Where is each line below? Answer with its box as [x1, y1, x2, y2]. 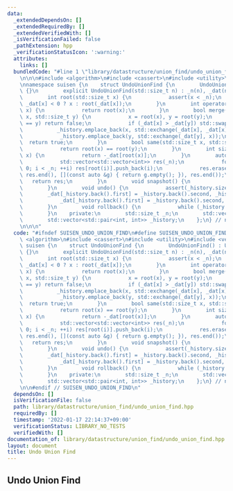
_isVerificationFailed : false [13, 36, 101, 43]
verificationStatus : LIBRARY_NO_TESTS [13, 422, 126, 430]
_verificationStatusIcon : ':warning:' [13, 49, 126, 56]
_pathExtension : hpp [13, 42, 73, 49]
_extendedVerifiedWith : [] [13, 29, 92, 37]
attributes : [13, 55, 49, 62]
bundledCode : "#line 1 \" [13, 68, 89, 75]
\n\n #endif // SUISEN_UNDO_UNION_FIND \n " [19, 384, 141, 391]
